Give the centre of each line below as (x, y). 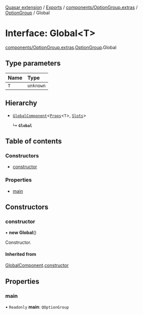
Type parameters (33, 63)
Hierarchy (21, 103)
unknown (36, 85)
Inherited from (21, 254)
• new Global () (21, 233)
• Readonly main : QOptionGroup (37, 307)
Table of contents (33, 141)
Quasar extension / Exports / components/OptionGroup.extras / (71, 7)
